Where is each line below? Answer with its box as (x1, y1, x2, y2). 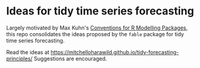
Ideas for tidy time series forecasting (6, 4, 194, 18)
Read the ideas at (6, 48, 50, 55)
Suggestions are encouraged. (34, 55, 108, 62)
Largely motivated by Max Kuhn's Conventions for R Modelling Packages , (6, 24, 188, 31)
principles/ (6, 55, 33, 62)
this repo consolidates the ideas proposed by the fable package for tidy (6, 30, 184, 37)
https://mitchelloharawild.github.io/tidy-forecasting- (50, 48, 179, 55)
